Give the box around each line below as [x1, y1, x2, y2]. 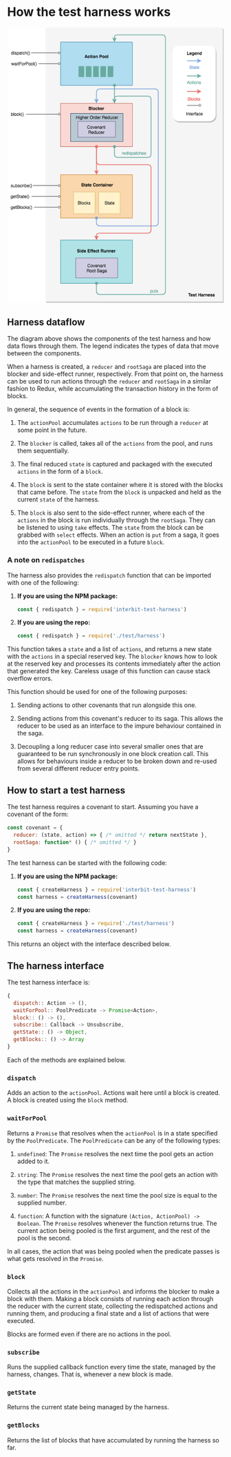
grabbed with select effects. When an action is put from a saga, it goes [16, 531, 220, 539]
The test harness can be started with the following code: [7, 858, 167, 866]
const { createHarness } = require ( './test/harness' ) [16, 920, 175, 927]
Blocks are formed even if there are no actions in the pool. [7, 1329, 172, 1338]
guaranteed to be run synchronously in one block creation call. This [16, 750, 209, 758]
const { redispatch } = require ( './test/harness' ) [16, 633, 166, 640]
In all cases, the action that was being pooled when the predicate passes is [7, 1247, 220, 1256]
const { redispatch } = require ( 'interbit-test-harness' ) [16, 606, 187, 613]
